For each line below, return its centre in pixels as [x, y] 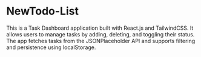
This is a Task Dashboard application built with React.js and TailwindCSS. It [100, 28]
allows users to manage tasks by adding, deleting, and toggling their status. [100, 34]
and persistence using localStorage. [51, 47]
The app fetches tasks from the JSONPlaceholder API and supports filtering [101, 41]
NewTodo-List [42, 11]
